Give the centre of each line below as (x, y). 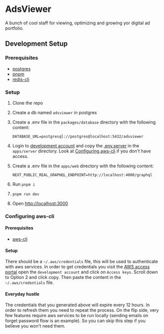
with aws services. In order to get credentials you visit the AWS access (78, 267)
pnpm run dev (26, 194)
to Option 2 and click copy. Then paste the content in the (63, 277)
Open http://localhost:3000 (40, 203)
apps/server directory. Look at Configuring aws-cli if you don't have (82, 151)
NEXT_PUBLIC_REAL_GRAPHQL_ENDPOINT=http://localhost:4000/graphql (82, 175)
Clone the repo (27, 103)
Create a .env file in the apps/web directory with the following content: (83, 166)
